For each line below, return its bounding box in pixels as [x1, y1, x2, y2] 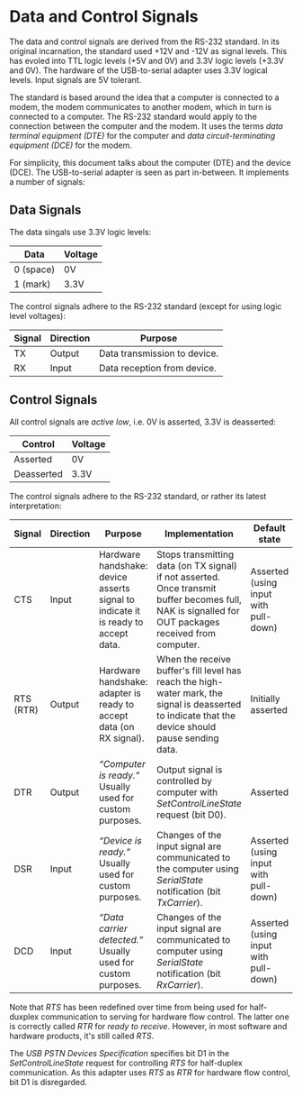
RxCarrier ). [156, 978, 204, 991]
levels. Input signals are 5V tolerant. [9, 74, 142, 85]
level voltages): [9, 310, 66, 321]
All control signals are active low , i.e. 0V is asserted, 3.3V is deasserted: [9, 416, 277, 427]
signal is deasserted [156, 698, 242, 710]
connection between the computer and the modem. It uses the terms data [9, 120, 283, 132]
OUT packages [156, 616, 220, 628]
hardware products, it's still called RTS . [9, 1030, 155, 1041]
